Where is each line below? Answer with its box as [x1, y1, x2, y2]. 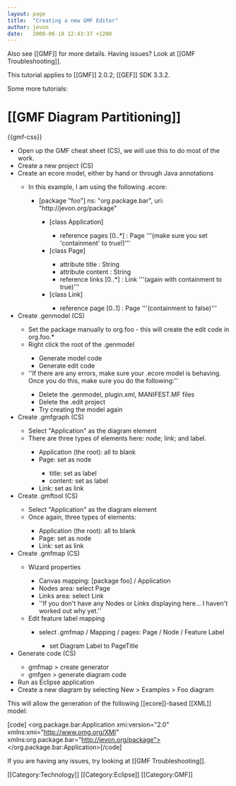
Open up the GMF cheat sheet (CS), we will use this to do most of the [17, 147, 220, 155]
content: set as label [49, 477, 108, 485]
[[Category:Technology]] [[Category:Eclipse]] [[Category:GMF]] [7, 770, 193, 779]
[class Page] [49, 246, 86, 255]
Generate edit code [38, 362, 95, 370]
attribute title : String [59, 260, 120, 269]
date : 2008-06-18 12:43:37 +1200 [7, 30, 112, 38]
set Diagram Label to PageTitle [49, 642, 139, 650]
